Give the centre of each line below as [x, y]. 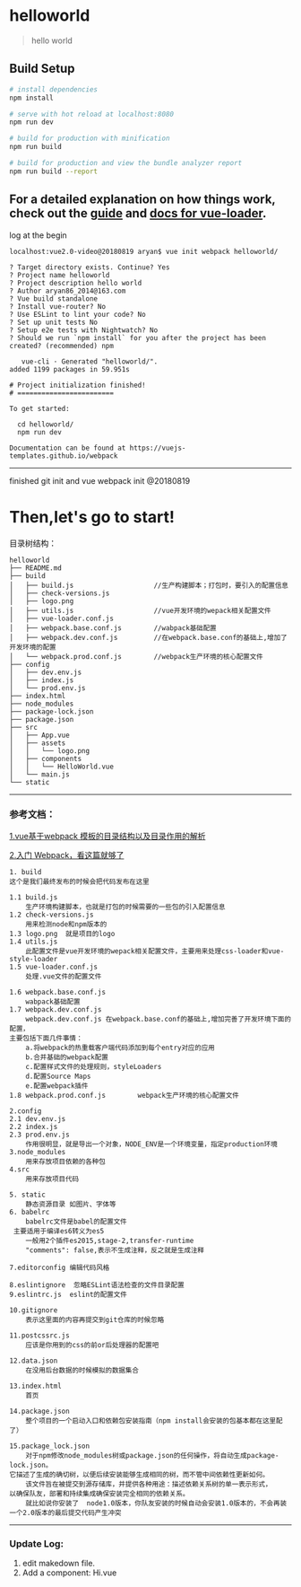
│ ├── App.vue [39, 735]
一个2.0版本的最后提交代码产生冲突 [65, 1512]
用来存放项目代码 [52, 1179]
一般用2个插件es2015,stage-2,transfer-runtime [110, 1241]
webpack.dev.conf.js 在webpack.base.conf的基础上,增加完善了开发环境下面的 [158, 1019]
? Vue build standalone [54, 298]
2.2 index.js [34, 1127]
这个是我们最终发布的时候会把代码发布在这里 [79, 881]
